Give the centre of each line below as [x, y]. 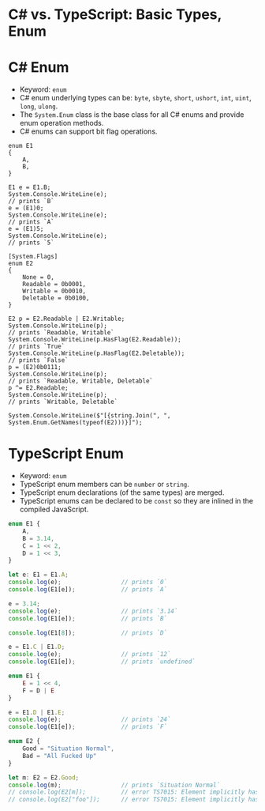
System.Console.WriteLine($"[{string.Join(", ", [90, 416]
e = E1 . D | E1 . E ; [37, 712]
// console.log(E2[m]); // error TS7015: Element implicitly [127, 792]
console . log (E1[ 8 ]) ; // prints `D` [88, 633]
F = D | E [39, 690]
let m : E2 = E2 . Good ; [44, 777]
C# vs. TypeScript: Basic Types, [115, 15]
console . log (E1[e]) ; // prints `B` [88, 618]
